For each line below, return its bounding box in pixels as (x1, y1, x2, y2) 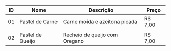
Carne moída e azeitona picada (63, 18, 137, 25)
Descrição (88, 7, 114, 13)
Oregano (63, 38, 84, 44)
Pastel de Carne (19, 18, 58, 25)
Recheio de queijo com (63, 31, 118, 38)
